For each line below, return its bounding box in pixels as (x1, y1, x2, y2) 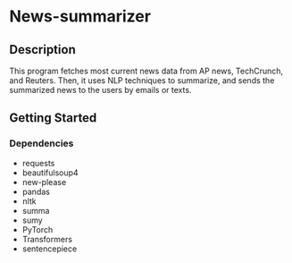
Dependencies (9, 137, 74, 149)
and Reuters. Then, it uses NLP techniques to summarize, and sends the (9, 75, 275, 86)
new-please (21, 176, 67, 187)
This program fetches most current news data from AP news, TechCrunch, (9, 65, 284, 76)
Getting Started (9, 110, 97, 126)
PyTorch (21, 224, 54, 234)
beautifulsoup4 (21, 167, 79, 178)
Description (9, 42, 76, 57)
